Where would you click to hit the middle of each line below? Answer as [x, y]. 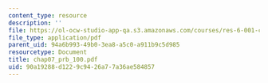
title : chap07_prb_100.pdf [53, 60]
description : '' [35, 23]
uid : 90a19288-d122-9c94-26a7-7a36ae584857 [82, 67]
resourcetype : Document [48, 52]
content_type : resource [48, 15]
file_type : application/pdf [55, 38]
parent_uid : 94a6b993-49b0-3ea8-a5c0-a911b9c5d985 [94, 45]
